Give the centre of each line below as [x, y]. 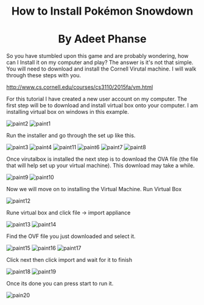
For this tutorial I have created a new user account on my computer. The [97, 99]
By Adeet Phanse [102, 39]
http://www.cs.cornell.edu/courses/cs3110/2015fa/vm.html [80, 87]
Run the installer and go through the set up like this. [71, 136]
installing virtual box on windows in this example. [68, 112]
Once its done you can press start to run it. [60, 284]
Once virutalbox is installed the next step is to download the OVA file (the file [102, 159]
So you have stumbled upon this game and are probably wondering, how [97, 56]
